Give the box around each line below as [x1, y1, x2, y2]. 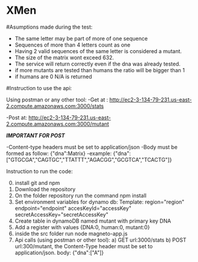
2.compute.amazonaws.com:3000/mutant [6, 120, 109, 127]
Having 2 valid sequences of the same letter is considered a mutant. [14, 47, 183, 54]
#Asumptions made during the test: [6, 23, 93, 30]
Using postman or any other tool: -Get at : [6, 96, 108, 103]
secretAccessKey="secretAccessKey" [14, 211, 109, 218]
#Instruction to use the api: [6, 84, 73, 91]
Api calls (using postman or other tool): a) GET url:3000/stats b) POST [14, 236, 187, 243]
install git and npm [14, 179, 61, 186]
